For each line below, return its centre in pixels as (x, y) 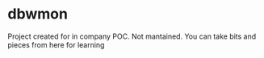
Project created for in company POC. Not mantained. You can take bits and (132, 36)
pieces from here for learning (56, 44)
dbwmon (38, 14)
